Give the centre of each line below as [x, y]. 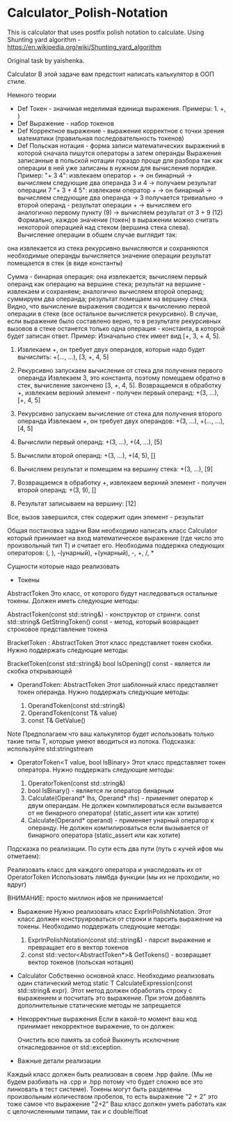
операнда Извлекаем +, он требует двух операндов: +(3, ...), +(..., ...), [121, 421]
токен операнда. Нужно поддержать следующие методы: [103, 692]
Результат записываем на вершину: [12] [77, 503]
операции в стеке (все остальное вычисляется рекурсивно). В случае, [113, 313]
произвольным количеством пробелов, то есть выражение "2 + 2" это [112, 1096]
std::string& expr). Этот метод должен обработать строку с [105, 990]
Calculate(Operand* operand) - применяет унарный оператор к [121, 820]
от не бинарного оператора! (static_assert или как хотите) [113, 813]
